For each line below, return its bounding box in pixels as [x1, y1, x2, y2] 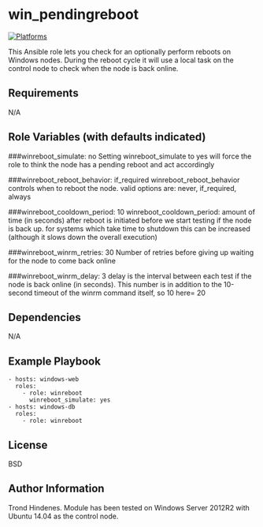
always [8, 192, 31, 201]
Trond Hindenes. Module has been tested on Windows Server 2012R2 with [8, 503, 250, 512]
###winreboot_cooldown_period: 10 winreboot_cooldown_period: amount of [8, 207, 256, 216]
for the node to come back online [8, 256, 117, 265]
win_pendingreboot [8, 6, 139, 24]
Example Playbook [8, 354, 101, 368]
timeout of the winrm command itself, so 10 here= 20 [34, 288, 206, 297]
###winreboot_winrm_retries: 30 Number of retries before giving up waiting [8, 247, 254, 257]
